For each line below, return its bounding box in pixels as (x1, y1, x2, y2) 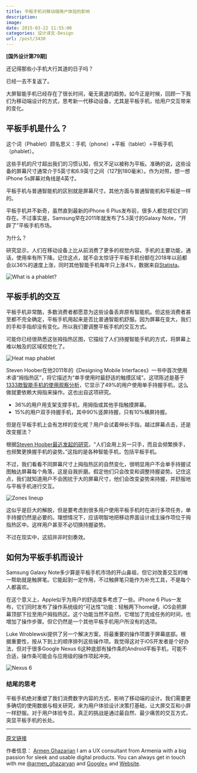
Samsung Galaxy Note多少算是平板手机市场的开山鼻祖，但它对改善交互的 (6, 569, 184, 576)
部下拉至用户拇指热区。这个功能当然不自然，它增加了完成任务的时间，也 (16, 611, 191, 618)
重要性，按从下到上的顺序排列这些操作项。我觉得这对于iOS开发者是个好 (11, 638, 185, 645)
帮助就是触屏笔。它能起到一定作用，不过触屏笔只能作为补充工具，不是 (11, 576, 181, 583)
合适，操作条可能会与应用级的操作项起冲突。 (6, 653, 114, 660)
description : (6, 14, 38, 20)
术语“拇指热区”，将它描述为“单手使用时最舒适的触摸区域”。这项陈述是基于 (6, 374, 185, 381)
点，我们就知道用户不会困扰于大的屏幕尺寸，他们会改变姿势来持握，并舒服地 (6, 475, 191, 482)
